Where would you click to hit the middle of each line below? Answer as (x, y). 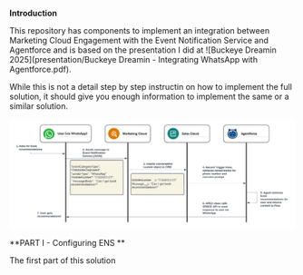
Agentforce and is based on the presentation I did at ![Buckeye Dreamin (143, 50)
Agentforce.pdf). (40, 69)
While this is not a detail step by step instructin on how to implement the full (151, 87)
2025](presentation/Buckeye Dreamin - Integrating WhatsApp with (134, 59)
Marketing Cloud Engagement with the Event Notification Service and (139, 40)
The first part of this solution (63, 260)
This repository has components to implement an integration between (140, 30)
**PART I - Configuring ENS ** (67, 243)
